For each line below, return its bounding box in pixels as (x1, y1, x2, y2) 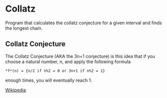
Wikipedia (5, 87, 26, 93)
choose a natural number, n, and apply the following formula (5, 59, 131, 65)
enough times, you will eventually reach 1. (5, 77, 92, 83)
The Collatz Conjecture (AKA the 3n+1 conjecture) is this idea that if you (5, 53, 155, 59)
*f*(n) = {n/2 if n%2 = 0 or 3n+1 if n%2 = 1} (5, 68, 105, 73)
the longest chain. (5, 25, 43, 31)
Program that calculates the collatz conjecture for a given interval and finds (5, 20, 162, 26)
